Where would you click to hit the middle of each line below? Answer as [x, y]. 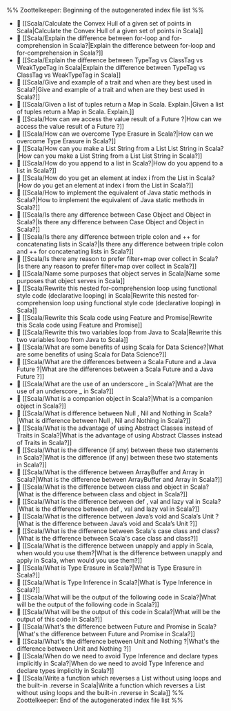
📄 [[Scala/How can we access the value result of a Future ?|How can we [119, 119]
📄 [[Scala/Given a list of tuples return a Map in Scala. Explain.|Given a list [120, 104]
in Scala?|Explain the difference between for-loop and [139, 45]
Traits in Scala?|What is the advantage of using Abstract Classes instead [119, 435]
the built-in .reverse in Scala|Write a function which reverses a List [111, 685]
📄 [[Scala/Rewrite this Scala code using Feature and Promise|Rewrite [114, 317]
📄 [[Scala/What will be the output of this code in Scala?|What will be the [119, 612]
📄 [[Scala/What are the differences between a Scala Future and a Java [116, 362]
